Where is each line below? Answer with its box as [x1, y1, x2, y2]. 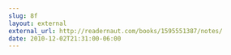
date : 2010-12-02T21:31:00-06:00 [8, 34, 122, 43]
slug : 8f [8, 11, 38, 20]
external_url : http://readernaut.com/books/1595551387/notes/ [8, 27, 223, 35]
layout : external [8, 19, 67, 27]
